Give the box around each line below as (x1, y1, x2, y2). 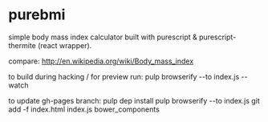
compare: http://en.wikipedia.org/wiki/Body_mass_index (8, 56, 194, 66)
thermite (8, 40, 36, 50)
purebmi (8, 6, 66, 24)
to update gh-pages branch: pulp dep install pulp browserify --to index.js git (8, 96, 261, 105)
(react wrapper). (37, 40, 92, 50)
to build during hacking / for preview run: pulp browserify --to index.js (8, 71, 240, 81)
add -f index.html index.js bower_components (8, 104, 160, 114)
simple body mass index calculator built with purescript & (8, 32, 198, 42)
